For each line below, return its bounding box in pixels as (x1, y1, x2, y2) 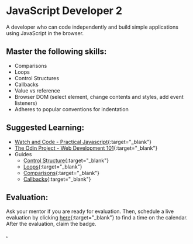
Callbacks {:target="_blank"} (23, 176, 91, 183)
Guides (14, 150, 32, 157)
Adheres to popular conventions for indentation (14, 105, 129, 112)
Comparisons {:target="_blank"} (23, 169, 100, 176)
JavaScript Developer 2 (6, 4, 123, 18)
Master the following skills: (6, 47, 107, 57)
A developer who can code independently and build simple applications (6, 23, 178, 30)
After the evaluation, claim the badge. (6, 221, 96, 228)
